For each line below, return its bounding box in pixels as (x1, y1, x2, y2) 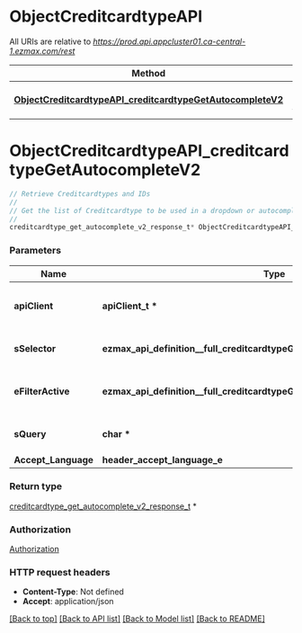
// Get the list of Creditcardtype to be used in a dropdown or (9, 206, 255, 215)
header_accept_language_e (102, 453, 223, 466)
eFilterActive (13, 385, 70, 397)
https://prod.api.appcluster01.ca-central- (93, 36, 246, 47)
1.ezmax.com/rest (9, 45, 75, 56)
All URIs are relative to (9, 36, 92, 47)
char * (102, 427, 131, 440)
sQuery (13, 427, 47, 440)
